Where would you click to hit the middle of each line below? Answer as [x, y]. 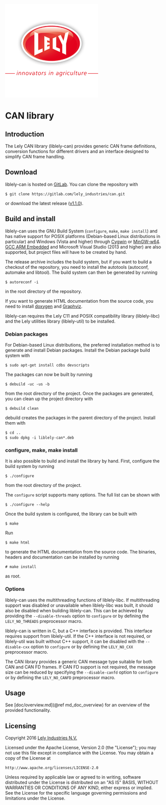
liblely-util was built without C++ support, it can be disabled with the [75, 641]
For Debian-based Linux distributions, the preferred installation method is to [83, 345]
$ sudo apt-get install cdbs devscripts [48, 365]
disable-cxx [17, 647]
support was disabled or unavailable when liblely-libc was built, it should [79, 605]
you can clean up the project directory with [49, 399]
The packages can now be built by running [49, 374]
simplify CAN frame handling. [35, 157]
